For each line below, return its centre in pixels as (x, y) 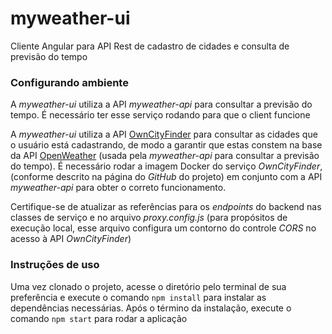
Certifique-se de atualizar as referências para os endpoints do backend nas (166, 207)
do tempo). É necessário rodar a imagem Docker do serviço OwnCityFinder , (166, 166)
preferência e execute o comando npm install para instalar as (138, 297)
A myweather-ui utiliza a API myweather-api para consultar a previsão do (161, 104)
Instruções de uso (55, 265)
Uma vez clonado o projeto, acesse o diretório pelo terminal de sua (148, 286)
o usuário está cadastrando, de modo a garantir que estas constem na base (166, 145)
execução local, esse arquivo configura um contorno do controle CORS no (163, 228)
